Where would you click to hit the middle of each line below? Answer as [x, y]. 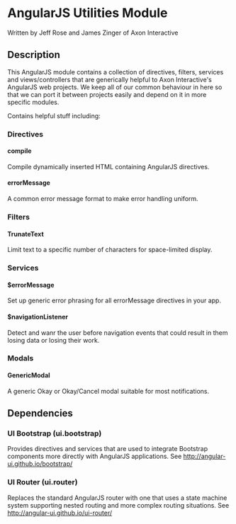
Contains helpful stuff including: [54, 115]
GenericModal [29, 375]
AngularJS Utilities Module [88, 13]
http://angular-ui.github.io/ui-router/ [60, 513]
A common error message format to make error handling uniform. [103, 199]
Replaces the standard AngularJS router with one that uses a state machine [117, 498]
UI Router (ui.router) [43, 482]
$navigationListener [38, 317]
